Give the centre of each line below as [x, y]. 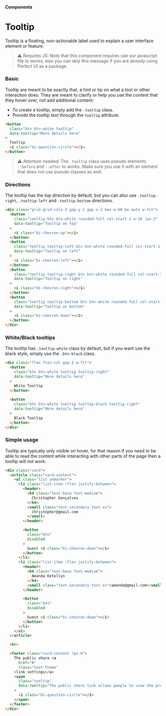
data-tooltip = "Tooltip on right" [48, 279]
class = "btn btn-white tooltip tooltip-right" [62, 372]
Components [19, 7]
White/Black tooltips [30, 337]
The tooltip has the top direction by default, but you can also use [71, 195]
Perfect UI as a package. [42, 66]
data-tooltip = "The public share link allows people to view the [86, 686]
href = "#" [27, 662]
